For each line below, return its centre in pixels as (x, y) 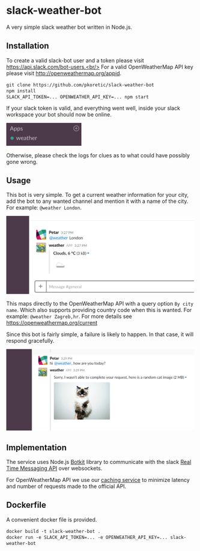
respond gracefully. (30, 340)
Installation (28, 46)
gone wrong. (22, 161)
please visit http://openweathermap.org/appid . (64, 73)
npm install (21, 91)
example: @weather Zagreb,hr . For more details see (69, 316)
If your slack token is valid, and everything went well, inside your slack (93, 108)
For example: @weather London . (44, 208)
